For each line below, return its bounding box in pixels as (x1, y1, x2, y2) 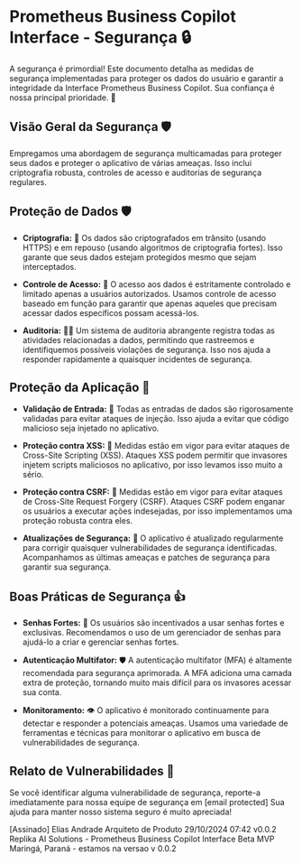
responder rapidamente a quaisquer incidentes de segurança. (22, 354, 252, 365)
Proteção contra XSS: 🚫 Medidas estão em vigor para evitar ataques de (22, 441, 290, 451)
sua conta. (22, 687, 62, 698)
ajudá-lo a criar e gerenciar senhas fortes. (22, 636, 179, 647)
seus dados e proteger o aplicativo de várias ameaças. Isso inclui (9, 157, 252, 168)
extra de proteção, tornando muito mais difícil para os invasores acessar (22, 677, 292, 688)
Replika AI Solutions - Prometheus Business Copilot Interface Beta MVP (9, 833, 275, 844)
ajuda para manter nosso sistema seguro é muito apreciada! (9, 806, 233, 817)
